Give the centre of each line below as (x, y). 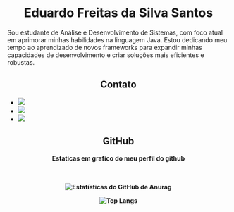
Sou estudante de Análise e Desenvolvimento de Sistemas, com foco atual (115, 32)
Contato (118, 85)
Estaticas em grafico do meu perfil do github (118, 158)
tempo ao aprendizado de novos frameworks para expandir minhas (105, 47)
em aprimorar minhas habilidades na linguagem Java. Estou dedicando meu (117, 39)
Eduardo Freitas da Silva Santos (118, 13)
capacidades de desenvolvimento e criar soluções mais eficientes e (106, 55)
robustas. (21, 62)
